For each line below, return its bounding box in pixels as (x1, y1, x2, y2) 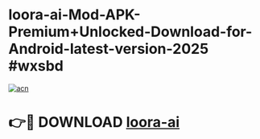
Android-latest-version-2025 (8, 40, 209, 58)
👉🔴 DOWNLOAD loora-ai (8, 113, 180, 132)
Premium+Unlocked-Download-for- (8, 22, 253, 41)
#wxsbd (8, 57, 64, 76)
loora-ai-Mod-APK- (8, 6, 141, 24)
